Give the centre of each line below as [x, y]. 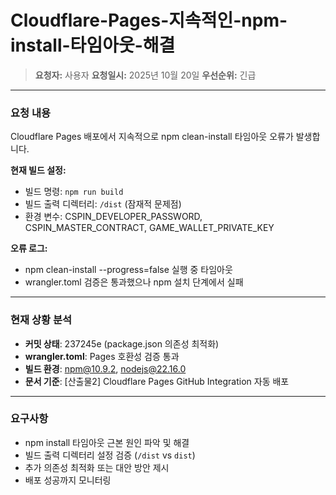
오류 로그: [29, 248]
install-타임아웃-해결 [93, 45]
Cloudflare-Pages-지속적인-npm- [149, 20]
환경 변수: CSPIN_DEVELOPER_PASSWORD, [113, 217]
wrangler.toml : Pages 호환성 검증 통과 [102, 356]
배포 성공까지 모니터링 [68, 480]
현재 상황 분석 [41, 320]
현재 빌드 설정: [38, 170]
